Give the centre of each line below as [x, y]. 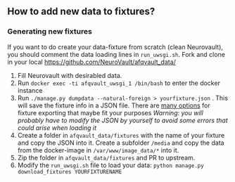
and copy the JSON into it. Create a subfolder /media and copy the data [121, 143]
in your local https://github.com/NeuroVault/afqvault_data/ [91, 62]
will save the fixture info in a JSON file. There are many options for [114, 105]
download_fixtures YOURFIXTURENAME [70, 171]
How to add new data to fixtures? [81, 12]
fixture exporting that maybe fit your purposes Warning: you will [110, 112]
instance [30, 90]
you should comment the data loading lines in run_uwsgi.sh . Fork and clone [116, 54]
